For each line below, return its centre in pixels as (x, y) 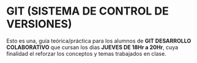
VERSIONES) (39, 24)
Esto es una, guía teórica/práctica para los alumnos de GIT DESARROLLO (99, 41)
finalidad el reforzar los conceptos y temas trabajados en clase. (86, 53)
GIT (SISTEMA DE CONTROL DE (88, 11)
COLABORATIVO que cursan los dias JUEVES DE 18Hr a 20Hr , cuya (92, 47)
